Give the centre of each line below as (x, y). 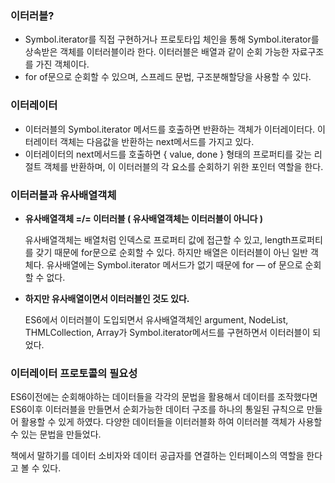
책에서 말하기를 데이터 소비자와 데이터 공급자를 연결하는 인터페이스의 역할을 (157, 456)
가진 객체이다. (62, 64)
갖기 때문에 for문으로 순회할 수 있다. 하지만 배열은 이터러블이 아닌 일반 (171, 252)
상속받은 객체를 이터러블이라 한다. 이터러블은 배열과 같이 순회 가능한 (157, 52)
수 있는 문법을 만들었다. (56, 434)
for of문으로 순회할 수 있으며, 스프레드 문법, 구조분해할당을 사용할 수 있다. (168, 77)
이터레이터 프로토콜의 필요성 (74, 373)
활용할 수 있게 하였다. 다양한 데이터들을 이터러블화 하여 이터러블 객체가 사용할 (171, 422)
